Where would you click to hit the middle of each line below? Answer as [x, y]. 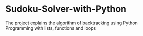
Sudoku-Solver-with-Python [66, 9]
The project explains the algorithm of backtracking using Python [71, 23]
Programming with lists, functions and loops [51, 28]
